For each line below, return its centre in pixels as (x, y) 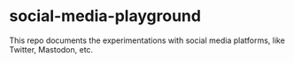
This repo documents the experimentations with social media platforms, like (147, 40)
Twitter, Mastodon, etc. (51, 49)
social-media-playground (105, 16)
